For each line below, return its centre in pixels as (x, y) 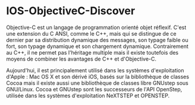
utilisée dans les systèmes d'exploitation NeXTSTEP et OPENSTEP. (88, 96)
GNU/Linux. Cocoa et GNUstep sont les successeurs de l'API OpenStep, (94, 89)
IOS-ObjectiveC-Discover (71, 11)
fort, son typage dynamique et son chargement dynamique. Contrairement (97, 46)
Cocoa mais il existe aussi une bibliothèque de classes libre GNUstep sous (97, 83)
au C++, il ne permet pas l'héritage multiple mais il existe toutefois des (92, 52)
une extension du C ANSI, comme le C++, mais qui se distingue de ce (91, 33)
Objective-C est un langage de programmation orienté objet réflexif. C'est (96, 27)
